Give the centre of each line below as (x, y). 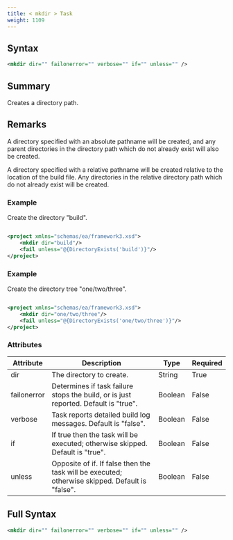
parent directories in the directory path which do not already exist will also (113, 149)
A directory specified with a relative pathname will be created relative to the (115, 169)
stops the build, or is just (92, 395)
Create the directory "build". (48, 218)
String (168, 374)
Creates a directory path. (43, 103)
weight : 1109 (26, 20)
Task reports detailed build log (101, 415)
